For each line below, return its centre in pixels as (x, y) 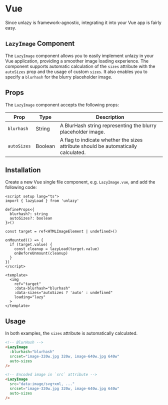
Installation (23, 170)
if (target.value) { (31, 245)
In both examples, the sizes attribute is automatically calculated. (71, 333)
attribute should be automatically (98, 146)
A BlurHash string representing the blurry (108, 125)
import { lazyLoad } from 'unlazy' (42, 201)
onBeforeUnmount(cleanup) (41, 253)
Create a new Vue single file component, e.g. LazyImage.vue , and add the (80, 182)
